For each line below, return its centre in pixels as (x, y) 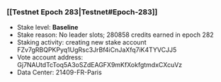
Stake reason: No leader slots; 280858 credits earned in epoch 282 (115, 35)
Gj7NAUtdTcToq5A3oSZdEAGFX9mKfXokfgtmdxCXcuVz (100, 65)
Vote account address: (50, 57)
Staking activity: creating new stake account (81, 42)
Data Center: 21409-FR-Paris (59, 72)
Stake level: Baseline (47, 28)
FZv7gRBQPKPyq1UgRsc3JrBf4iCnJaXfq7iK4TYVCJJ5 (97, 50)
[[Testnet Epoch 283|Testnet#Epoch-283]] (82, 12)
